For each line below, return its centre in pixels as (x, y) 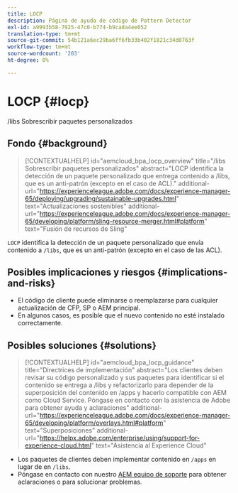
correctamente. (40, 323)
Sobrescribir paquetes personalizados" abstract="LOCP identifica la (124, 168)
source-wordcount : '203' (44, 54)
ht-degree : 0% (28, 60)
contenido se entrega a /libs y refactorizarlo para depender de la (119, 385)
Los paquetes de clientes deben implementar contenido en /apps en (117, 460)
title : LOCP (25, 14)
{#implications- (192, 272)
